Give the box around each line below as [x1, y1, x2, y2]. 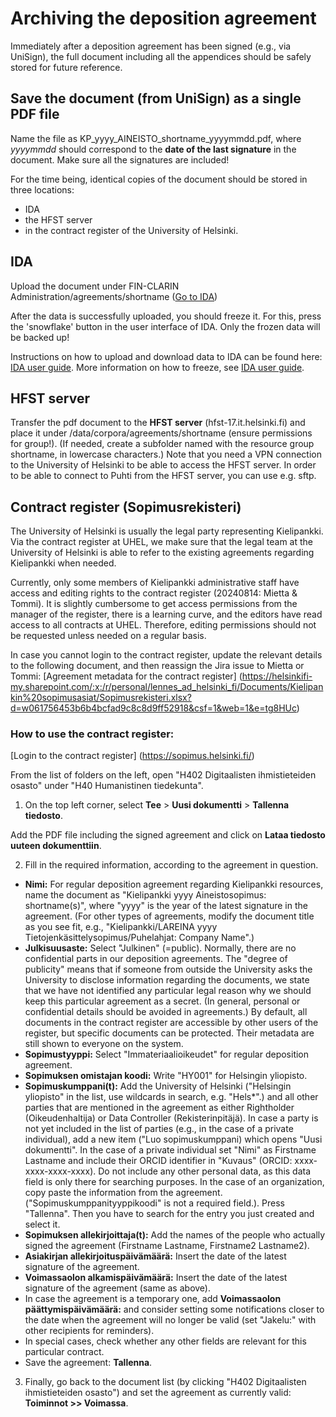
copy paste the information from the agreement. [24, 1187, 223, 1199]
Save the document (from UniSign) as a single [10, 90, 302, 107]
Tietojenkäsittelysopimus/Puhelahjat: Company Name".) [24, 932, 255, 944]
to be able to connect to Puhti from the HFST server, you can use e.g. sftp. [10, 470, 317, 482]
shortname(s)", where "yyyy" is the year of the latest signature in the [24, 900, 308, 912]
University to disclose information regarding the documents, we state [24, 974, 310, 986]
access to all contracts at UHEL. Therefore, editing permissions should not [10, 619, 317, 631]
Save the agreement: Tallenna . [24, 1357, 153, 1369]
